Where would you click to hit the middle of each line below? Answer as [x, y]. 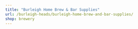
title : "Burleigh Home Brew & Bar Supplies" [52, 10]
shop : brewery [20, 19]
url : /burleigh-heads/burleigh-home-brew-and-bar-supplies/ [70, 14]
